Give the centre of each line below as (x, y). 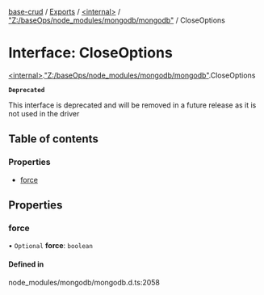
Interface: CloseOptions (91, 53)
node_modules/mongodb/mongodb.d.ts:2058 (84, 282)
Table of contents (53, 139)
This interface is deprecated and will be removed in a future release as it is (132, 105)
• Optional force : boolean (50, 246)
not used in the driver (44, 113)
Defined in (26, 264)
